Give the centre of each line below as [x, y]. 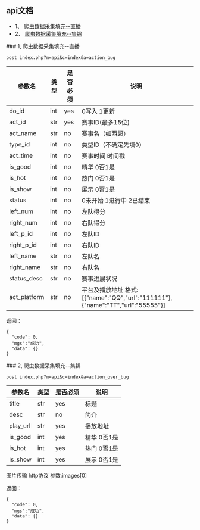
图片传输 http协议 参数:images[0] [47, 475]
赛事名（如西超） [105, 133]
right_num [23, 222]
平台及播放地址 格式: [110, 289]
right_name [25, 267]
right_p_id [23, 245]
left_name [23, 256]
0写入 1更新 [98, 111]
